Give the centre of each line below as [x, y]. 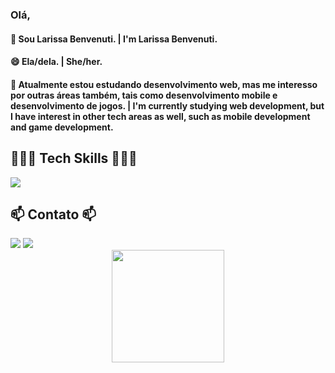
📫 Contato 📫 [53, 214]
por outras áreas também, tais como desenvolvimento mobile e [144, 95]
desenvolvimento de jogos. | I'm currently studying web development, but [167, 105]
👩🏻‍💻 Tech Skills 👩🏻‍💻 [74, 158]
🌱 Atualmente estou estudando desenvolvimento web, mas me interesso [164, 84]
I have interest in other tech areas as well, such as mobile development [160, 116]
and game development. [62, 127]
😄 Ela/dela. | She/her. [56, 62]
